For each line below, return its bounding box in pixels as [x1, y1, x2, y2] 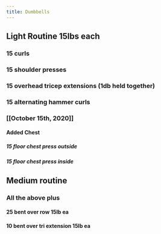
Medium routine [6, 175, 68, 186]
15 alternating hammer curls [6, 98, 90, 106]
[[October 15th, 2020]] [6, 114, 74, 122]
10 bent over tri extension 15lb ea [6, 222, 90, 229]
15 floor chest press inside [6, 158, 74, 165]
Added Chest [6, 129, 40, 136]
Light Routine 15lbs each [6, 31, 101, 42]
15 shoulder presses [6, 65, 67, 74]
